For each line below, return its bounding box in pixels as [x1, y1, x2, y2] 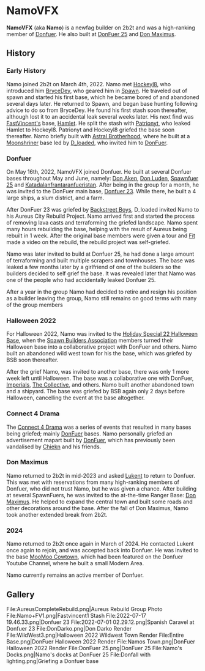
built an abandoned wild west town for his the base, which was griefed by [6, 350, 192, 357]
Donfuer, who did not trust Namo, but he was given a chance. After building [6, 484, 197, 492]
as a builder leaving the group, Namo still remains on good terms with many [6, 294, 197, 302]
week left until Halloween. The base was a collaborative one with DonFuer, [6, 374, 194, 382]
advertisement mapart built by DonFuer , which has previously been [6, 436, 176, 443]
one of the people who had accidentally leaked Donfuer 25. [6, 276, 156, 283]
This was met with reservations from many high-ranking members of [6, 478, 179, 486]
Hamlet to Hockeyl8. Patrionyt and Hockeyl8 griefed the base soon [6, 126, 175, 133]
